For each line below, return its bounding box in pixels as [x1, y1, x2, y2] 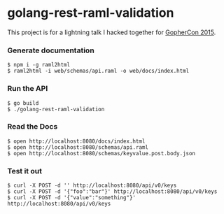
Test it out [7, 166, 42, 176]
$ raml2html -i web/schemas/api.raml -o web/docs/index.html [7, 68, 190, 75]
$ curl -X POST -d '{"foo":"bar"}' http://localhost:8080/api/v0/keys [7, 188, 218, 195]
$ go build [7, 99, 39, 106]
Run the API [7, 84, 48, 94]
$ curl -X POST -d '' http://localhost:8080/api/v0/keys [7, 182, 177, 190]
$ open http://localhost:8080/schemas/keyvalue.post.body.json [7, 150, 196, 157]
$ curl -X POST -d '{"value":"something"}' [7, 194, 136, 201]
